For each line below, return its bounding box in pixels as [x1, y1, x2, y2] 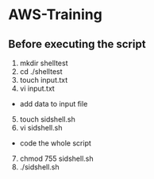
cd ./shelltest [19, 67, 63, 76]
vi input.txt [19, 84, 56, 93]
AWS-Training [8, 6, 103, 24]
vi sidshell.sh [19, 123, 63, 132]
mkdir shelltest [19, 58, 68, 68]
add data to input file [19, 99, 88, 108]
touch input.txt [19, 76, 68, 84]
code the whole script [19, 138, 91, 148]
